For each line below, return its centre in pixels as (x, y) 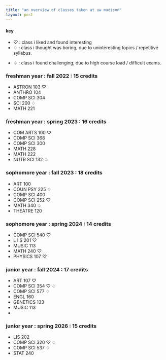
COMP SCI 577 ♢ (31, 292)
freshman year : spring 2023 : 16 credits (56, 121)
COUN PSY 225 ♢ (32, 189)
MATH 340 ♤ (27, 205)
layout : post (20, 15)
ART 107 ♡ (25, 281)
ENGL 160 (24, 297)
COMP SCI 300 (29, 143)
